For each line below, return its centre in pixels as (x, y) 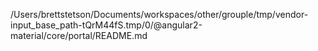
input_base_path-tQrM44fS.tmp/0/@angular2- (106, 25)
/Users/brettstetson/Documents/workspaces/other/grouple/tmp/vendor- (159, 14)
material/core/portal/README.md (79, 35)
